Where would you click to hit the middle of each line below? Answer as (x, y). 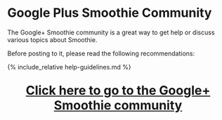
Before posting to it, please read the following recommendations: (101, 53)
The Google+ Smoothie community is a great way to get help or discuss (111, 32)
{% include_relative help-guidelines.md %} (69, 67)
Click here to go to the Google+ (118, 90)
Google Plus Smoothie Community (110, 13)
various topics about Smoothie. (52, 39)
